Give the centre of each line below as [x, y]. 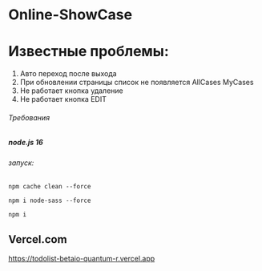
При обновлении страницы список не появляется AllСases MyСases [137, 83]
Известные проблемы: [89, 52]
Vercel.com [38, 239]
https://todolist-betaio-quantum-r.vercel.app [82, 259]
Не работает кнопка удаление [71, 91]
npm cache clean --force [50, 187]
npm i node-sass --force [50, 201]
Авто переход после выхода [69, 74]
